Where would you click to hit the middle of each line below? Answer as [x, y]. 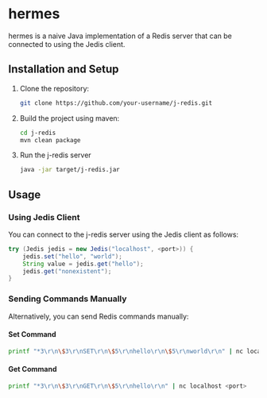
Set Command [33, 334]
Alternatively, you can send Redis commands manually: [99, 316]
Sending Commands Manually [68, 299]
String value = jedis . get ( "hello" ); [83, 264]
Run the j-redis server [55, 155]
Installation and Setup [64, 70]
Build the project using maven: [70, 118]
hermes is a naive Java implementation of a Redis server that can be [120, 36]
